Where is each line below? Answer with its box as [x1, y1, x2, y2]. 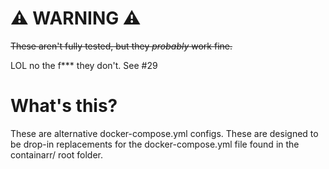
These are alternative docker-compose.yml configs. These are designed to [10, 127, 319, 139]
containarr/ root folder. [10, 148, 104, 161]
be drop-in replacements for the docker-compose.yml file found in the [10, 138, 300, 150]
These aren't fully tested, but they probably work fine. [10, 40, 233, 52]
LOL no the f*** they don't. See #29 [10, 59, 158, 71]
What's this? [10, 95, 118, 117]
